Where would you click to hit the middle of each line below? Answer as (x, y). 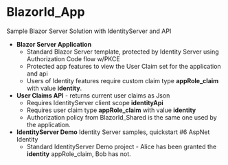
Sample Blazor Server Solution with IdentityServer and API (89, 31)
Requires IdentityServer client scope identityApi (95, 102)
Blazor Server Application (54, 44)
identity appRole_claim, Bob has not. (79, 154)
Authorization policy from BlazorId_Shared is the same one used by (122, 117)
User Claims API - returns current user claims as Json (93, 95)
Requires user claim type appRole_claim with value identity (111, 110)
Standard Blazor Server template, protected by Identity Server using (123, 52)
